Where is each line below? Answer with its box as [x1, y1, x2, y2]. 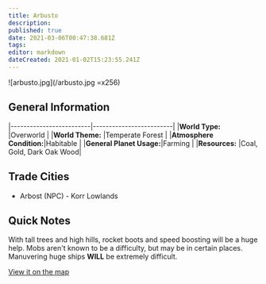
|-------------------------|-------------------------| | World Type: [8, 121, 221, 131]
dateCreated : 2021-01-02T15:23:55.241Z [8, 56, 141, 64]
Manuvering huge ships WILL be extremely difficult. [8, 251, 178, 262]
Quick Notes [8, 213, 71, 227]
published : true [8, 26, 62, 34]
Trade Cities [8, 170, 70, 183]
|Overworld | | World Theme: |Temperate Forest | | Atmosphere [8, 130, 214, 140]
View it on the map [8, 267, 70, 277]
